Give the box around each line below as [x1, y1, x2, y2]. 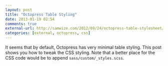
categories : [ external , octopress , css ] [5, 30, 91, 35]
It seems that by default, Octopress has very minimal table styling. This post [5, 44, 161, 50]
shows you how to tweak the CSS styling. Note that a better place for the [5, 49, 155, 55]
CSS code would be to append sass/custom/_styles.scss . [5, 55, 124, 60]
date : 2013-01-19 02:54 [5, 16, 55, 21]
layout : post [5, 7, 32, 12]
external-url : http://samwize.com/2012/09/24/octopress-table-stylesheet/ [5, 26, 164, 31]
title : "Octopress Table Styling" [5, 12, 77, 17]
